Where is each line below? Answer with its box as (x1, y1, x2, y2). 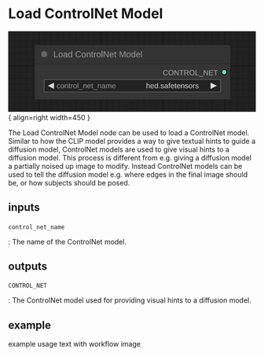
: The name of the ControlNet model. (8, 237, 127, 246)
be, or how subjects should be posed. (8, 178, 130, 187)
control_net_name (8, 223, 65, 231)
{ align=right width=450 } (8, 112, 90, 122)
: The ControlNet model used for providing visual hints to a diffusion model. (8, 295, 251, 305)
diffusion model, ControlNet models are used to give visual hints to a (8, 145, 230, 154)
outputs (8, 259, 48, 273)
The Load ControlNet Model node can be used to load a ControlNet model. (8, 127, 250, 138)
